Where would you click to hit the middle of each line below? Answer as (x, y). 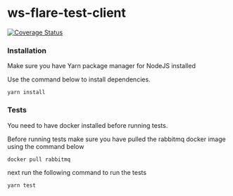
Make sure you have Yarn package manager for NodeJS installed (101, 66)
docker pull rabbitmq (39, 159)
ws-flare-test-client (67, 13)
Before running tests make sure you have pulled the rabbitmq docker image (117, 139)
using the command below (46, 146)
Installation (27, 51)
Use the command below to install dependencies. (79, 79)
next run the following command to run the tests (77, 172)
